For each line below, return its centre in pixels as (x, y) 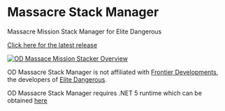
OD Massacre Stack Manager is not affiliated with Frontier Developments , (113, 72)
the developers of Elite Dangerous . (57, 79)
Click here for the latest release (52, 45)
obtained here (27, 100)
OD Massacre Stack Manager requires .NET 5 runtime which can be (105, 93)
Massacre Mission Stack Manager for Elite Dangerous (85, 31)
